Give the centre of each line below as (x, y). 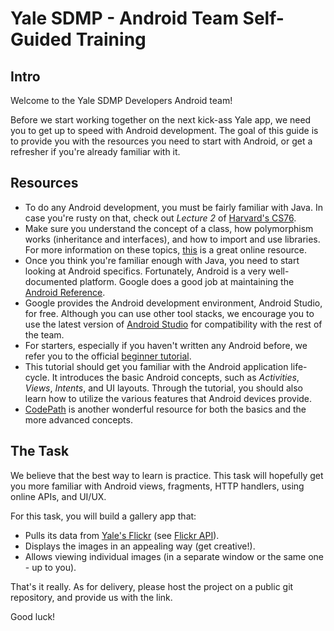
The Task (40, 451)
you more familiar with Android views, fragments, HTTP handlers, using (157, 486)
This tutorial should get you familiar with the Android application (156, 366)
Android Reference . (65, 292)
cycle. (37, 377)
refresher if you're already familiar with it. (95, 151)
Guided (41, 39)
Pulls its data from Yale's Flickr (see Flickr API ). (122, 535)
